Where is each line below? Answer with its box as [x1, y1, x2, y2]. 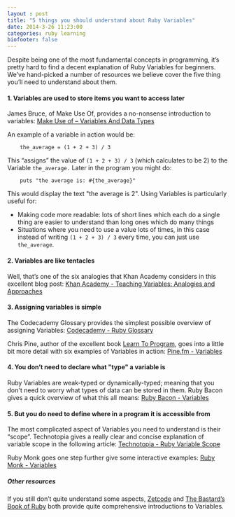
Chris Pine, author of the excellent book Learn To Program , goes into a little [7, 339, 225, 347]
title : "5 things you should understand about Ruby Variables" [7, 17, 196, 24]
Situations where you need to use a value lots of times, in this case [17, 226, 210, 234]
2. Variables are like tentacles [7, 256, 95, 265]
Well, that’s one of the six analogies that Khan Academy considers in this [7, 272, 217, 280]
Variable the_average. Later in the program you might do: [7, 164, 172, 172]
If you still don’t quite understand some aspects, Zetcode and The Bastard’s [7, 495, 225, 503]
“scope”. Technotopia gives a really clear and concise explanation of [7, 432, 204, 441]
